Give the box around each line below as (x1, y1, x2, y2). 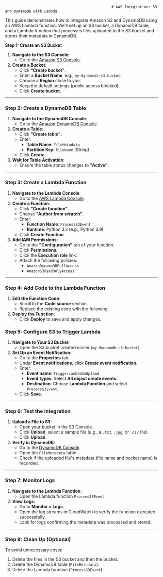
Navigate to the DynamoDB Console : (12, 116, 87, 122)
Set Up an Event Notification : (12, 350, 72, 355)
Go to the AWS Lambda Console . (19, 195, 85, 201)
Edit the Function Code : (12, 295, 61, 301)
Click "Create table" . (19, 131, 62, 137)
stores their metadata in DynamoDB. (5, 33, 78, 38)
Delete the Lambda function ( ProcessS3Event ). (12, 567, 104, 573)
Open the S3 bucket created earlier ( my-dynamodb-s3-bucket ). (19, 345, 141, 351)
